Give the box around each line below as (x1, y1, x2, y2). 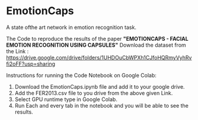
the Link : (6, 47, 29, 54)
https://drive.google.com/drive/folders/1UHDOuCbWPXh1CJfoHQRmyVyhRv (6, 54, 192, 61)
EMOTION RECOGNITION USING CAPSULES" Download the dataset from (6, 41, 187, 48)
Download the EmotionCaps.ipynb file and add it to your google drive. (14, 83, 185, 90)
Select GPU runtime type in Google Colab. (14, 96, 117, 103)
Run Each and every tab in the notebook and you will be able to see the (14, 102, 189, 109)
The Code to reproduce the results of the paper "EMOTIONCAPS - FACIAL (6, 35, 189, 42)
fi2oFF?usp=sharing (6, 60, 55, 67)
